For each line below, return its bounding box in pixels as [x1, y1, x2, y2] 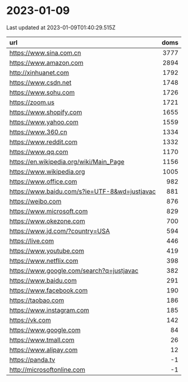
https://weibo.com [9, 197, 62, 205]
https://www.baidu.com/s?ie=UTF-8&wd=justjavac [9, 187, 156, 196]
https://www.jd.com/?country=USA [9, 227, 110, 235]
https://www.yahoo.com [9, 118, 79, 126]
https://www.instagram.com [9, 306, 89, 314]
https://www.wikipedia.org [9, 167, 85, 175]
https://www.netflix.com [9, 256, 78, 265]
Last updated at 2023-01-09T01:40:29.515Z [6, 24, 116, 31]
